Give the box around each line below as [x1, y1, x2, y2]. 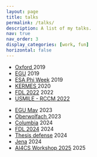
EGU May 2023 [14, 106, 52, 113]
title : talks [6, 14, 39, 20]
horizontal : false [6, 47, 52, 53]
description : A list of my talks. [6, 25, 92, 31]
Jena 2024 [14, 137, 42, 145]
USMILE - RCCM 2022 [14, 95, 70, 102]
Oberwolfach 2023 [14, 113, 61, 120]
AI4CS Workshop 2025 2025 [14, 144, 86, 151]
